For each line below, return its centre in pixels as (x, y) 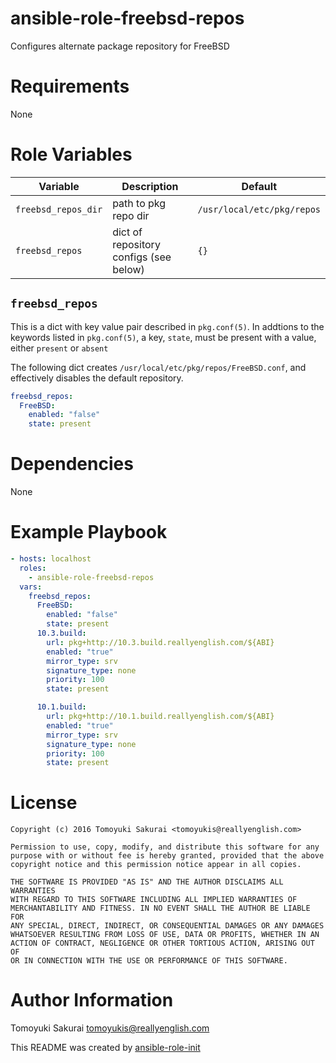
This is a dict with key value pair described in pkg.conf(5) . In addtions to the (167, 326)
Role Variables (71, 154)
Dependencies (72, 464)
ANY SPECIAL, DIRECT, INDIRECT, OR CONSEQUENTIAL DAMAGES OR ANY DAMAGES (167, 926)
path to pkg (139, 203)
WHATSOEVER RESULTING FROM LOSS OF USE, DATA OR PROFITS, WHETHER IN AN (165, 935)
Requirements (70, 86)
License (44, 803)
